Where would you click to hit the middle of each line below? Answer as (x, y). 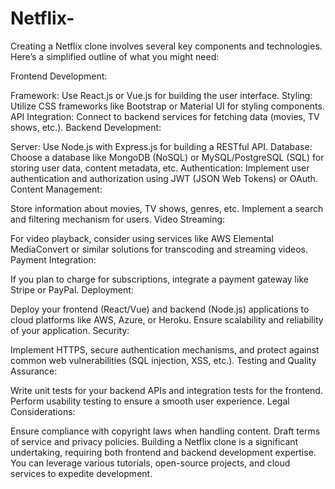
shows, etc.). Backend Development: (86, 127)
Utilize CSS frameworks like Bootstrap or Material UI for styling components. (167, 106)
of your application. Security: (70, 330)
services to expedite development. (81, 473)
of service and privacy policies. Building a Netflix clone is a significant (154, 441)
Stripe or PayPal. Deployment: (72, 289)
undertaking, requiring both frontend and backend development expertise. (163, 452)
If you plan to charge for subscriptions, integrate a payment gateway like (159, 279)
